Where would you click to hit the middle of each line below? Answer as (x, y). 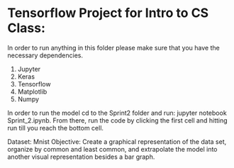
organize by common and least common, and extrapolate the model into (112, 149)
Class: (27, 28)
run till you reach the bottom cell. (56, 128)
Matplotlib (32, 91)
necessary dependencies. (45, 55)
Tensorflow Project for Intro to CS (108, 13)
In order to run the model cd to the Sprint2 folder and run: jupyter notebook (117, 113)
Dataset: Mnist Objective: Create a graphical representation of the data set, (117, 141)
